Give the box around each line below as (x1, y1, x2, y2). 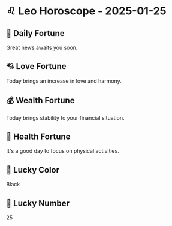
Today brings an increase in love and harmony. (6, 77, 122, 85)
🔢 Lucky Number (6, 198, 70, 208)
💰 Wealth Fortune (6, 95, 75, 106)
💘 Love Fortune (6, 61, 67, 71)
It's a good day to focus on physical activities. (6, 147, 120, 155)
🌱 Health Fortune (6, 132, 71, 142)
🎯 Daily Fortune (6, 28, 65, 38)
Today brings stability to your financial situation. (6, 114, 125, 121)
